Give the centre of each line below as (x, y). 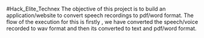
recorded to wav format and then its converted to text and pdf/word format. (102, 28)
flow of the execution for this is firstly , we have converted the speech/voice (102, 22)
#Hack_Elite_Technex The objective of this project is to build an (86, 9)
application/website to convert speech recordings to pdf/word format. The (100, 15)
